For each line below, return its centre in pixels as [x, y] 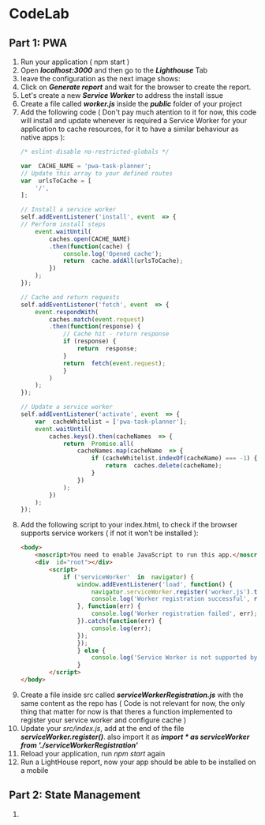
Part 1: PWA [38, 43]
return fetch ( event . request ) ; [114, 363]
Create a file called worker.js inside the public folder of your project [131, 104]
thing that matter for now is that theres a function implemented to [126, 711]
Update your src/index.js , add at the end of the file [102, 728]
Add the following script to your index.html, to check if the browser [129, 525]
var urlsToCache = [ [56, 181]
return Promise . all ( [98, 444]
